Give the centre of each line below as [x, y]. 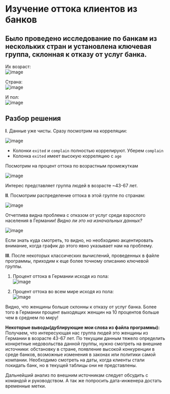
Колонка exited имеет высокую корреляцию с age [67, 156]
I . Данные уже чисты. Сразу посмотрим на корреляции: [66, 131]
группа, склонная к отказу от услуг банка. [76, 54]
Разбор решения [33, 118]
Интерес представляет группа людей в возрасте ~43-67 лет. [72, 185]
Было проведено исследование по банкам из [81, 38]
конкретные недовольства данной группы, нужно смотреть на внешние [84, 344]
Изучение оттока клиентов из [72, 9]
